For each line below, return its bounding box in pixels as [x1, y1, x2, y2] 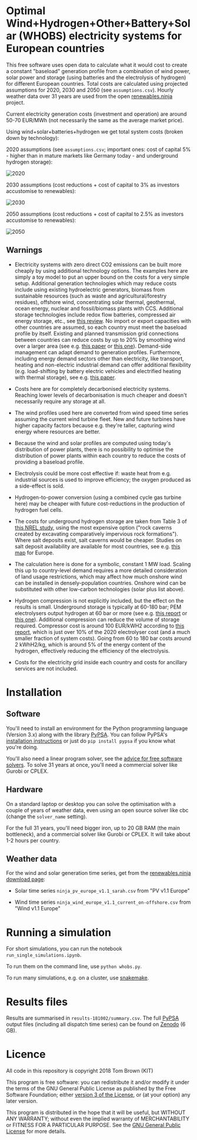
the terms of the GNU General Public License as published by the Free [6, 1085, 176, 1092]
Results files [6, 995, 68, 1008]
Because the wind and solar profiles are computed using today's [14, 439, 171, 446]
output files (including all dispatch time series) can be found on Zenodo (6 [6, 1021, 186, 1028]
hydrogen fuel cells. [14, 506, 63, 513]
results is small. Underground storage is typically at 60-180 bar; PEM [14, 603, 182, 610]
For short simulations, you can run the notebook [6, 945, 122, 952]
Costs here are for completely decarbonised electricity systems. [14, 385, 171, 392]
